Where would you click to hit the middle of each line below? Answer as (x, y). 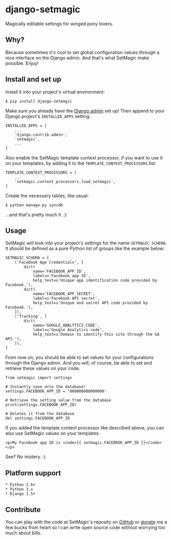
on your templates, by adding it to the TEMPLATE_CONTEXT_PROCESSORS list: (81, 163)
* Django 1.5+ (21, 494)
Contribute (23, 509)
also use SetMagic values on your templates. (53, 434)
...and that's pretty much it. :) (36, 214)
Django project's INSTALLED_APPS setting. (48, 116)
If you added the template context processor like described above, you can (85, 428)
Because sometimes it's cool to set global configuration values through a (82, 52)
